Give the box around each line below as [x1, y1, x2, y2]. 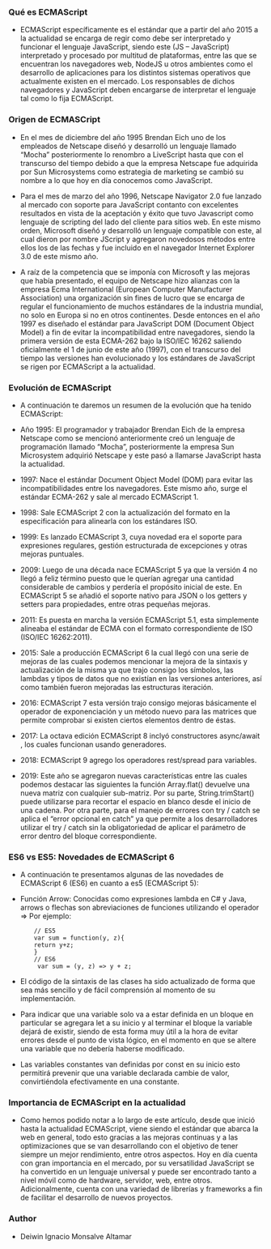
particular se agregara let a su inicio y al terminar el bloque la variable [19, 1018, 252, 1028]
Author [8, 1213, 37, 1225]
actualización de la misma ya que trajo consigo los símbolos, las [19, 665, 234, 675]
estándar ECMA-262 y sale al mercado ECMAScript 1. [19, 492, 199, 501]
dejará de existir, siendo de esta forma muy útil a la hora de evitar [19, 1027, 239, 1037]
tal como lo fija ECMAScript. [19, 94, 115, 104]
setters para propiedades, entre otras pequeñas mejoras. [19, 599, 210, 609]
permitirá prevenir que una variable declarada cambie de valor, [19, 1068, 230, 1078]
